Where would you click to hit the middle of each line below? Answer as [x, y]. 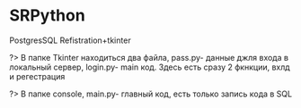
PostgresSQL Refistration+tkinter [71, 40]
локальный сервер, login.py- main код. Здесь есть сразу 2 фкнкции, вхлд [150, 67]
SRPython [47, 16]
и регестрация [37, 76]
